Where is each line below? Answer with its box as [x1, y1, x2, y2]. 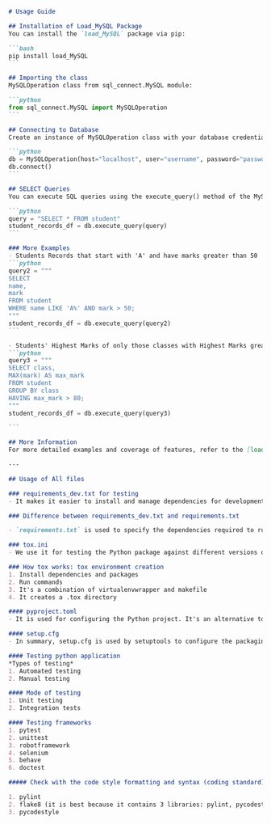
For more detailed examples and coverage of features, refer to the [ [8, 446, 251, 454]
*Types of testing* [8, 659, 74, 667]
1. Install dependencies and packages [8, 570, 139, 578]
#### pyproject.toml [8, 607, 78, 616]
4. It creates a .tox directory [8, 593, 117, 602]
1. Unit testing [8, 696, 63, 705]
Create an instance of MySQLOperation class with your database [8, 133, 229, 142]
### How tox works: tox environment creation [8, 563, 164, 571]
